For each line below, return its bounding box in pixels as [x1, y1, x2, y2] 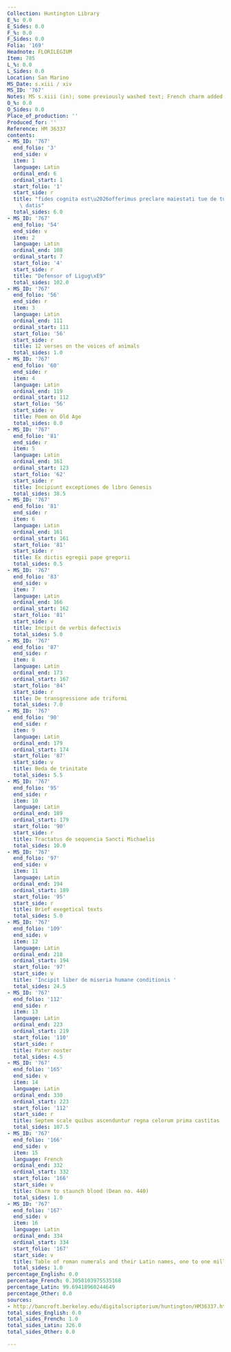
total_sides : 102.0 [13, 279, 69, 286]
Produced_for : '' [7, 118, 57, 126]
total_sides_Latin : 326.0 [7, 1322, 81, 1329]
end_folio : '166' [13, 1137, 63, 1143]
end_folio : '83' [13, 573, 60, 580]
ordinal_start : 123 [13, 465, 69, 472]
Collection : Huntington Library [7, 10, 100, 17]
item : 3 [13, 304, 36, 312]
